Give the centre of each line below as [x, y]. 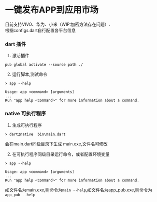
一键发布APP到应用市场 [52, 10]
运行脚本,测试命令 [29, 74]
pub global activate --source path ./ [44, 65]
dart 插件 [16, 44]
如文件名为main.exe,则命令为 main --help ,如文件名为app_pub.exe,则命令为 [78, 190]
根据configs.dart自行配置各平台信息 [40, 30]
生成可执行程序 [27, 125]
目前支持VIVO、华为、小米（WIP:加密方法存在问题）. [57, 24]
